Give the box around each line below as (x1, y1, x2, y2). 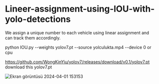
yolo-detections (5, 14, 71, 25)
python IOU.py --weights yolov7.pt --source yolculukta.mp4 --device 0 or (5, 44, 151, 50)
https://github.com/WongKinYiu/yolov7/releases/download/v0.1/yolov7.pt (5, 59, 150, 65)
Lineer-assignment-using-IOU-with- (5, 3, 155, 15)
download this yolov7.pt (5, 64, 52, 70)
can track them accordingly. (5, 35, 61, 41)
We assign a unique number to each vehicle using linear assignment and (5, 30, 149, 35)
